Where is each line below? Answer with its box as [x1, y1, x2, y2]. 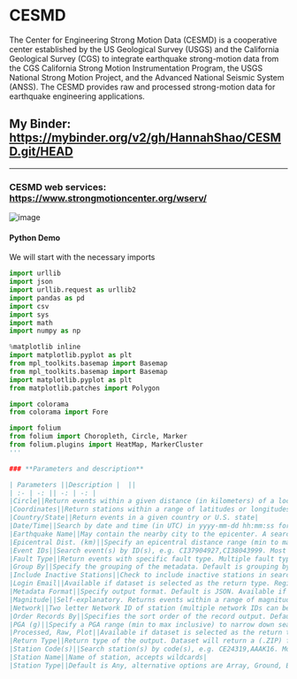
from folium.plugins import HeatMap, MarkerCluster [9, 440, 203, 449]
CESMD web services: [9, 180, 107, 193]
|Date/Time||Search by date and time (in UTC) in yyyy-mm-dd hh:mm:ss [9, 522, 275, 530]
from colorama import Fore [9, 408, 109, 416]
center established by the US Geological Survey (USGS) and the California [9, 43, 280, 54]
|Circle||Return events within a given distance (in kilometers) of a [9, 497, 275, 506]
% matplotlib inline [9, 342, 81, 352]
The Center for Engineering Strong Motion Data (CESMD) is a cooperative [9, 34, 278, 45]
